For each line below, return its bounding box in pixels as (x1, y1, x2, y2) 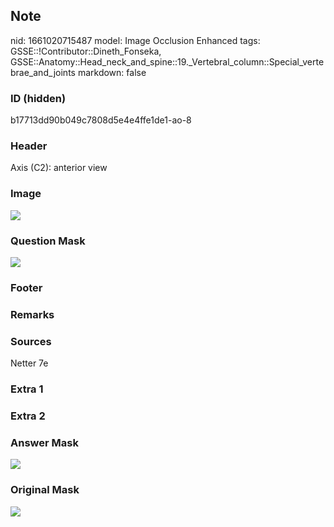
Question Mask (10, 234, 86, 248)
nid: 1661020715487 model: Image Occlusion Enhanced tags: (10, 34, 261, 46)
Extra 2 (10, 409, 46, 423)
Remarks (10, 307, 55, 321)
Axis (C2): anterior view (10, 162, 108, 174)
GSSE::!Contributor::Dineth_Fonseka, (10, 45, 162, 57)
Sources (10, 334, 52, 348)
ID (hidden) (10, 91, 67, 105)
